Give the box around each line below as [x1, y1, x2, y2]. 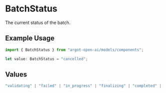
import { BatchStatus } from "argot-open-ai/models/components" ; [5, 47, 144, 52]
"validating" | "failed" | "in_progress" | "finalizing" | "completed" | [5, 83, 162, 88]
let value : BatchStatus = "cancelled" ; [5, 56, 88, 61]
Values [5, 70, 27, 78]
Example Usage [5, 34, 55, 42]
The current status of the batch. [5, 19, 71, 25]
